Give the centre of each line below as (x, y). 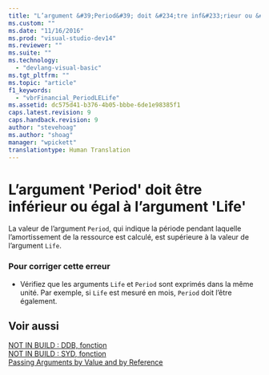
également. (38, 300)
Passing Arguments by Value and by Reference (86, 362)
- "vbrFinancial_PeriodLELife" (68, 98)
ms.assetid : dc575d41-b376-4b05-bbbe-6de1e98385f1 (94, 105)
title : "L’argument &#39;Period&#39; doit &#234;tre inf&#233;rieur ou (130, 16)
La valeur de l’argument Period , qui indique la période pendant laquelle (125, 228)
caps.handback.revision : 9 (53, 120)
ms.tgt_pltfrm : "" (39, 75)
